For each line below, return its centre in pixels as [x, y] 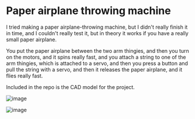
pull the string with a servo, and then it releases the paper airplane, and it [94, 69]
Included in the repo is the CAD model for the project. [71, 87]
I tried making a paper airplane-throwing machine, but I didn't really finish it [97, 27]
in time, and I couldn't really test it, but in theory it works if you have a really [97, 33]
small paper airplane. [31, 39]
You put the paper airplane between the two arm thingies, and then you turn [97, 50]
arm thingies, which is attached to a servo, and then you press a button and [97, 63]
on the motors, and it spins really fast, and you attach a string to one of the [96, 57]
